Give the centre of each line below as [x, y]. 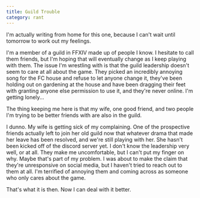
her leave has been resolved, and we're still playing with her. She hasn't [95, 139]
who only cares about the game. [46, 178]
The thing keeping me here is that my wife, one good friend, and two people [100, 109]
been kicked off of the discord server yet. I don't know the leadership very [98, 146]
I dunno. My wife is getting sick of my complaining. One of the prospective [98, 127]
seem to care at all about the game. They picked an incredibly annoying [94, 71]
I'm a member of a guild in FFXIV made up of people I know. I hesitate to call [100, 52]
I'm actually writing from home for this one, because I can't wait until [91, 34]
